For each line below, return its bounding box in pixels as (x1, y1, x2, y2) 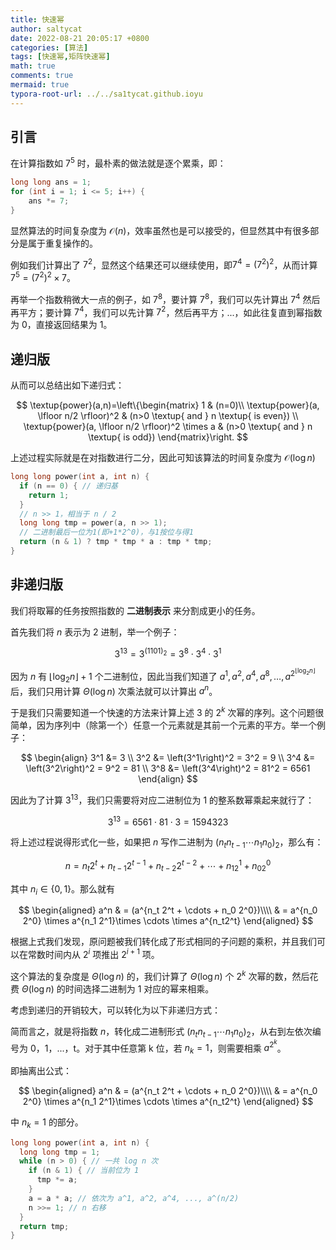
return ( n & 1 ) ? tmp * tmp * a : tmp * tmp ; (19, 537, 213, 547)
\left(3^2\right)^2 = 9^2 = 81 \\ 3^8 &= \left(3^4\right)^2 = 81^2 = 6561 (25, 762, 311, 775)
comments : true (10, 71, 74, 81)
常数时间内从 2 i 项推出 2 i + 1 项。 (27, 947, 160, 961)
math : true (10, 61, 56, 71)
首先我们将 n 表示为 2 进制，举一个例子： (10, 626, 180, 638)
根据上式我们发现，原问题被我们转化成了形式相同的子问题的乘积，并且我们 (10, 936, 317, 948)
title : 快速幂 (10, 14, 65, 25)
